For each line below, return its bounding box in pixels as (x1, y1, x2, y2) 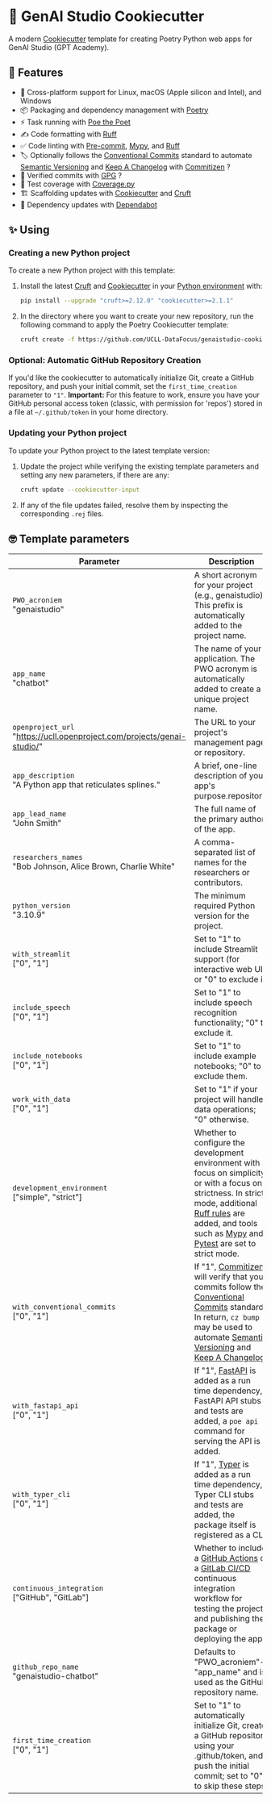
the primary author (194, 814, 265, 825)
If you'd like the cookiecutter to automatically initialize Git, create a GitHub (8, 373, 254, 382)
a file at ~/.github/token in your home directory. (8, 407, 169, 417)
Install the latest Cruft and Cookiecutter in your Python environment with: (19, 282, 263, 291)
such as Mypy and (194, 1228, 264, 1239)
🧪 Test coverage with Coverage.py (19, 179, 135, 189)
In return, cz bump (194, 1312, 260, 1323)
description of (194, 770, 248, 782)
